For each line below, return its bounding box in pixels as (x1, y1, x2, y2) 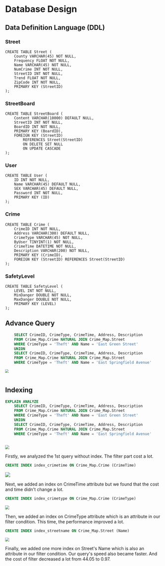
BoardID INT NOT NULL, (14, 124, 61, 130)
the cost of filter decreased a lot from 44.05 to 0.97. (5, 556, 110, 562)
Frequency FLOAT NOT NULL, (14, 58, 70, 63)
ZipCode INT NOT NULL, (14, 80, 61, 85)
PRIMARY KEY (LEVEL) (14, 302, 56, 307)
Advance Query (5, 319, 55, 327)
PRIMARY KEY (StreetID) (14, 84, 63, 89)
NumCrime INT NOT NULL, (14, 67, 63, 72)
